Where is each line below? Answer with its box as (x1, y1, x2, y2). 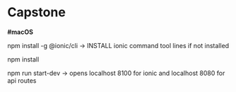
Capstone (7, 4, 66, 21)
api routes (7, 76, 37, 85)
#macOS (7, 28, 34, 36)
